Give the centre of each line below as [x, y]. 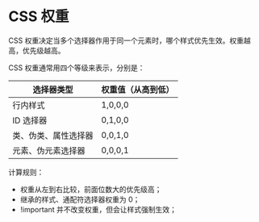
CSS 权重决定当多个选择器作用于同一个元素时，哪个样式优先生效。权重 [126, 40]
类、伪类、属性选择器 [53, 136]
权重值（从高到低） [138, 90]
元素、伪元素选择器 [49, 150]
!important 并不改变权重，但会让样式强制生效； [98, 209]
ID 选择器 [30, 120]
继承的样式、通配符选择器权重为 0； [80, 199]
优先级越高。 [44, 50]
